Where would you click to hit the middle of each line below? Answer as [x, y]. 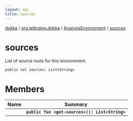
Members [25, 89]
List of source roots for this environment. [46, 61]
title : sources [20, 14]
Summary [76, 104]
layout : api [17, 9]
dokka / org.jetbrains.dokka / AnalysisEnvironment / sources [65, 28]
